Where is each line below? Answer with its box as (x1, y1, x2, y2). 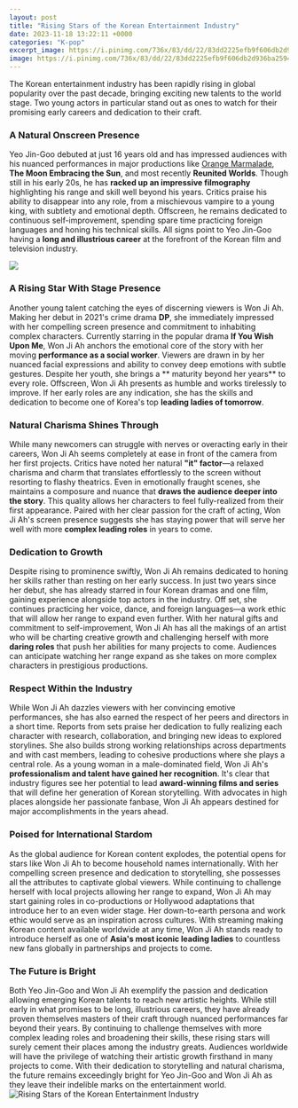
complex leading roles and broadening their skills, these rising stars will (9, 1033, 271, 1043)
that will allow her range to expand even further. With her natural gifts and (9, 613, 278, 624)
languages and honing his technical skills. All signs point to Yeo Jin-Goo (9, 224, 272, 235)
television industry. (9, 243, 78, 254)
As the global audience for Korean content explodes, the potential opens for (9, 848, 286, 859)
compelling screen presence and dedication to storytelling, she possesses (9, 867, 281, 878)
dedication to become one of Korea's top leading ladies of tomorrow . (9, 397, 264, 407)
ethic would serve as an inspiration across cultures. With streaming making (9, 915, 284, 925)
